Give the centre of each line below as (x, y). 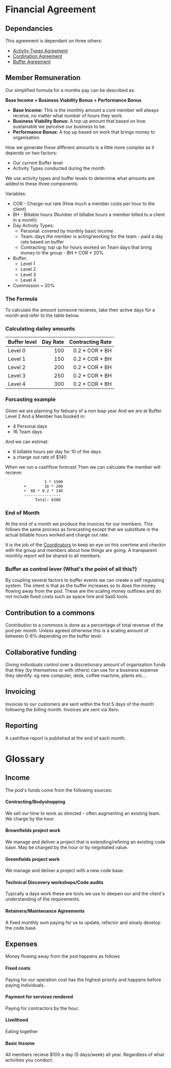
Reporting (22, 726)
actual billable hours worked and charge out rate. (57, 535)
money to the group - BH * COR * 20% (62, 252)
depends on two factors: (31, 153)
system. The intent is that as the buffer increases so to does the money (81, 586)
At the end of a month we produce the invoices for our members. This (79, 524)
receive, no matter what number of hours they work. (68, 115)
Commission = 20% (34, 285)
